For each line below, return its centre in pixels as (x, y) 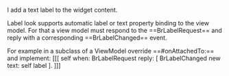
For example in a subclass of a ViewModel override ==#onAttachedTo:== (111, 51)
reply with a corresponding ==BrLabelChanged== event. (87, 38)
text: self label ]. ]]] (34, 65)
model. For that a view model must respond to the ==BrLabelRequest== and (115, 30)
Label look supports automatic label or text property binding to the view (108, 23)
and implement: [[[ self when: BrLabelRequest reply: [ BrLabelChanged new (114, 58)
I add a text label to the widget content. (62, 10)
